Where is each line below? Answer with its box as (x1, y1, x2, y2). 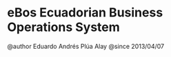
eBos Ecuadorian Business (7, 5, 163, 21)
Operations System (7, 19, 121, 35)
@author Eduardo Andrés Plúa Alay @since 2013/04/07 (7, 42, 164, 50)
